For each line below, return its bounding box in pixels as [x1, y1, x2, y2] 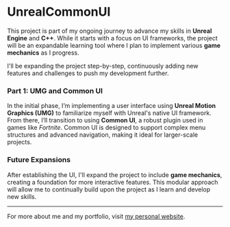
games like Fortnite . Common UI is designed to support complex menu [7, 124, 206, 132]
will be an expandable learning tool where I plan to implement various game [7, 41, 221, 49]
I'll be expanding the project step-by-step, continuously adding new [7, 62, 199, 70]
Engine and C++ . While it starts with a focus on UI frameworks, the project [7, 34, 218, 42]
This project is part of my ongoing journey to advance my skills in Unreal [7, 27, 212, 35]
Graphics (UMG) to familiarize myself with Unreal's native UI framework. [7, 109, 212, 117]
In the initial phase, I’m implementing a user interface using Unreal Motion [7, 102, 216, 110]
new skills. [7, 192, 37, 200]
